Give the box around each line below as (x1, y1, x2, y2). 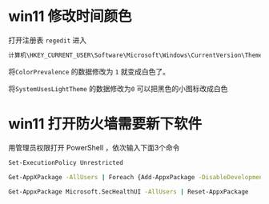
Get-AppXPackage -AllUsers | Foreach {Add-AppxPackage (8, 173, 195, 181)
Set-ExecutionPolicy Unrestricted (8, 158, 124, 166)
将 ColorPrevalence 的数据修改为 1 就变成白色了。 (8, 66, 171, 76)
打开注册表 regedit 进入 (8, 35, 86, 45)
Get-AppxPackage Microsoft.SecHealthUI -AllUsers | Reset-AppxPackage (8, 187, 249, 196)
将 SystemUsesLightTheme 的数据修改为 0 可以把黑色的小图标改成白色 (8, 83, 228, 93)
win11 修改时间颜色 (8, 7, 132, 26)
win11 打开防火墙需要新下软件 (8, 115, 203, 133)
